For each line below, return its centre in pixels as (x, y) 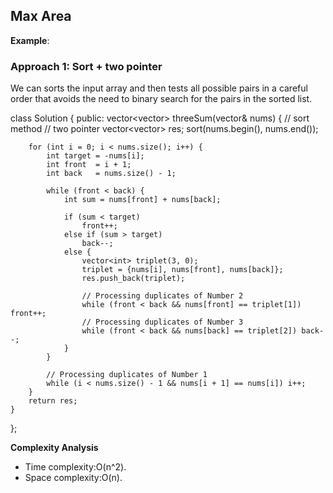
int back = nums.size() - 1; (111, 174)
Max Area (41, 16)
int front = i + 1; (89, 165)
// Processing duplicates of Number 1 (127, 375)
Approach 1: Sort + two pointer (86, 66)
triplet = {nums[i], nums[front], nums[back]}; (182, 270)
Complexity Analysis (54, 448)
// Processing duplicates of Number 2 (162, 296)
